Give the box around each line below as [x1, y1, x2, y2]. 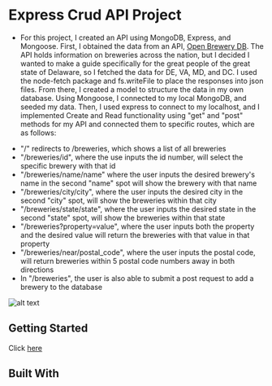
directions [19, 265, 54, 274]
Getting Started [8, 322, 89, 336]
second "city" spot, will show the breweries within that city [19, 195, 217, 205]
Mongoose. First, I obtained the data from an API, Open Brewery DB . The [19, 41, 264, 50]
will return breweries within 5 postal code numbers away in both [19, 256, 235, 265]
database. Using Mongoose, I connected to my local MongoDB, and [19, 93, 247, 103]
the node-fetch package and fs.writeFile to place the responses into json [19, 76, 264, 86]
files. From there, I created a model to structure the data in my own [19, 84, 244, 94]
